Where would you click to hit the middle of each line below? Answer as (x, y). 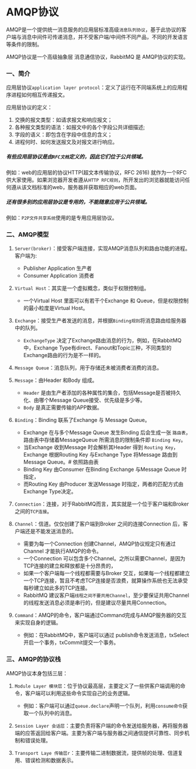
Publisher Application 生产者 (58, 268)
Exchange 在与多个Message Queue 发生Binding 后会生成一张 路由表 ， (107, 433)
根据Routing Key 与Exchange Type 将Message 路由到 (113, 455)
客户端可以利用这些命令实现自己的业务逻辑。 (79, 693)
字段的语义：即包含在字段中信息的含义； (63, 135)
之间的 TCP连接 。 (33, 511)
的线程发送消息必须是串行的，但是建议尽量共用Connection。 (97, 603)
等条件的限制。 (24, 44)
